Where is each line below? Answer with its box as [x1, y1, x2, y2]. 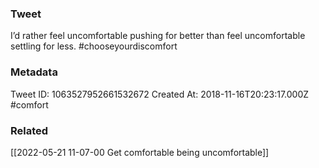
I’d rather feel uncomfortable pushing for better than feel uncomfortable [10, 30, 306, 42]
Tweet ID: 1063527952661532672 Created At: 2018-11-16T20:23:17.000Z [10, 88, 310, 100]
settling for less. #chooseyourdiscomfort [10, 40, 178, 52]
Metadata [10, 65, 58, 79]
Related [10, 123, 49, 137]
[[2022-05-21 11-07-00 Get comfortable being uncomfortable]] [10, 146, 270, 158]
